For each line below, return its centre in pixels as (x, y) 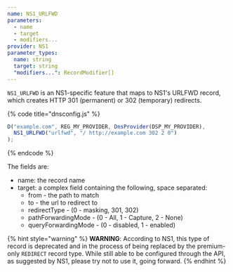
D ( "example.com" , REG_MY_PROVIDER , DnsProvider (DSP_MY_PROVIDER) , (106, 127)
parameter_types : (33, 53)
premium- (211, 246)
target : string (36, 66)
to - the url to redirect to (63, 203)
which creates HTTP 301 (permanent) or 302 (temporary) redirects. (105, 100)
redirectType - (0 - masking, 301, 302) (83, 210)
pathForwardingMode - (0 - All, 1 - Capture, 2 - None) (106, 218)
